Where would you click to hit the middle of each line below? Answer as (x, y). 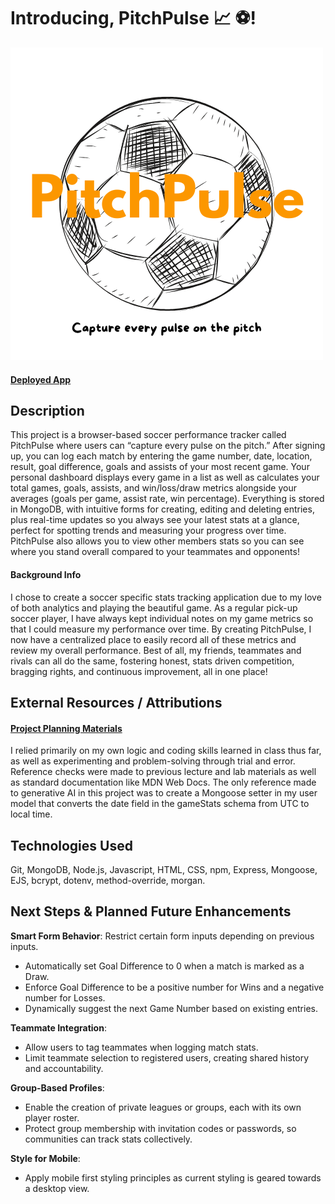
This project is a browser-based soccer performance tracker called (148, 435)
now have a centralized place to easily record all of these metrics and (153, 639)
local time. (31, 814)
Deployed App (41, 379)
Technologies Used (71, 845)
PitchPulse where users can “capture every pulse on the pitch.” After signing (168, 446)
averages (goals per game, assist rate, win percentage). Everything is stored (167, 499)
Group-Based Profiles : (57, 1087)
